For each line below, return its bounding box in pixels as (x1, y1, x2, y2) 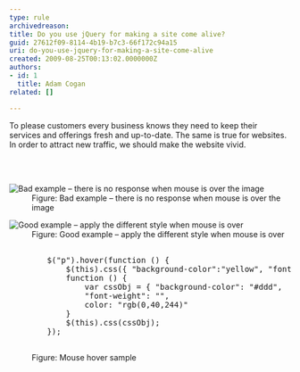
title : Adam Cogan (17, 79, 87, 88)
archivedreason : (9, 21, 70, 30)
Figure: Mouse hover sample (31, 351, 137, 362)
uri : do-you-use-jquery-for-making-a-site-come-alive (9, 46, 214, 55)
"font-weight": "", (84, 291, 170, 301)
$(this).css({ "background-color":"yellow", (65, 264, 264, 274)
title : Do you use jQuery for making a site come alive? (9, 29, 226, 38)
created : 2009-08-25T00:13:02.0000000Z (9, 54, 158, 63)
